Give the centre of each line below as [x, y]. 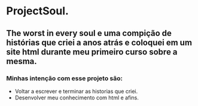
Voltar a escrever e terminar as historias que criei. [76, 91]
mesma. [22, 61]
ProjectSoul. [37, 11]
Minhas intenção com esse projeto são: [64, 78]
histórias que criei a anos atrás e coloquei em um [99, 42]
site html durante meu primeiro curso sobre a [92, 52]
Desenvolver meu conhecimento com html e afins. [77, 98]
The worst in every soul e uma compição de [89, 33]
